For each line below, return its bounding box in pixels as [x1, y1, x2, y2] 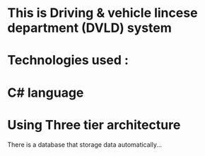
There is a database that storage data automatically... [7, 140, 163, 149]
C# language [7, 85, 84, 100]
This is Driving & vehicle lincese [7, 5, 198, 21]
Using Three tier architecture [7, 116, 181, 133]
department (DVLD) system [7, 20, 172, 36]
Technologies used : [7, 52, 129, 68]
